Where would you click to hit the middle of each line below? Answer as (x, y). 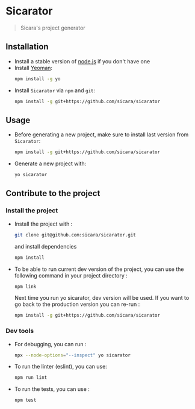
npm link (25, 287)
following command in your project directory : (71, 275)
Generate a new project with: (50, 163)
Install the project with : (43, 224)
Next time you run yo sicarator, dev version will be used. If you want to (102, 298)
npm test (25, 400)
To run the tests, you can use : (52, 389)
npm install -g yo (37, 79)
